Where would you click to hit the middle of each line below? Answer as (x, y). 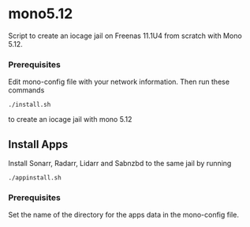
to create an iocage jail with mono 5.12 (70, 119)
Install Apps (38, 144)
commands (26, 90)
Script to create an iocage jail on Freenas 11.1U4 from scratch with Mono (125, 36)
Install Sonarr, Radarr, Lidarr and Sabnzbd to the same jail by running (120, 164)
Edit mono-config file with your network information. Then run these (119, 82)
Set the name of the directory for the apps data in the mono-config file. (123, 215)
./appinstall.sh (35, 178)
